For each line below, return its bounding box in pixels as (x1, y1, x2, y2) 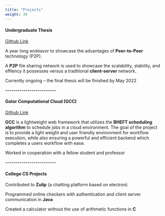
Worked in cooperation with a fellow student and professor (5, 150, 125, 156)
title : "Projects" (5, 7, 43, 12)
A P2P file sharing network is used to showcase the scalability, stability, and (5, 62, 160, 68)
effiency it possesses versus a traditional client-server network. (5, 68, 137, 74)
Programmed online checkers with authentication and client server (5, 191, 141, 197)
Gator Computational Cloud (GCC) (5, 99, 77, 105)
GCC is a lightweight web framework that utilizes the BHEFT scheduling (5, 119, 153, 125)
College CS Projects (5, 170, 47, 176)
